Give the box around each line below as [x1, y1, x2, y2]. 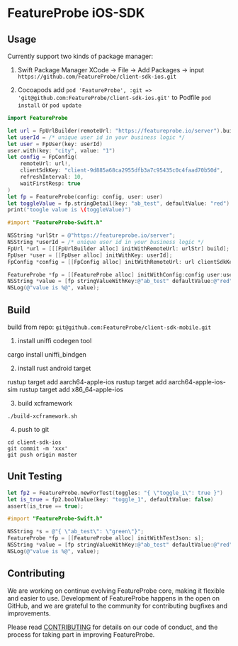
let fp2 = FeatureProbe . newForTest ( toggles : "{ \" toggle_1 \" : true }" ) [7, 489, 223, 496]
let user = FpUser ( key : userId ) [7, 140, 103, 147]
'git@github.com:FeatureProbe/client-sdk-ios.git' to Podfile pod [17, 94, 211, 101]
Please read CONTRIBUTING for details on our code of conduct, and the [7, 623, 218, 631]
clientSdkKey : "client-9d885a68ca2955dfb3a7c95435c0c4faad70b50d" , [20, 167, 223, 174]
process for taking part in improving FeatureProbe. [7, 630, 155, 639]
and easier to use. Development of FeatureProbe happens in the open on [7, 594, 220, 602]
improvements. [7, 608, 51, 618]
